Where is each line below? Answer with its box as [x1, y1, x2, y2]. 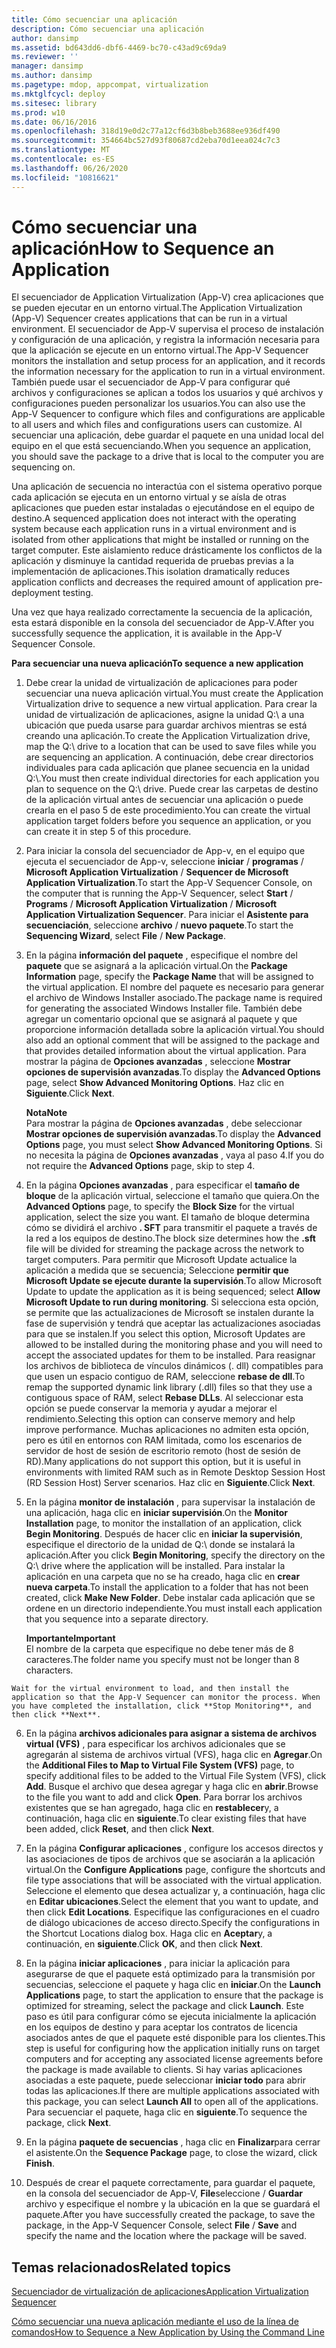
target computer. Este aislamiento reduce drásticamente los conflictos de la [11, 544, 323, 556]
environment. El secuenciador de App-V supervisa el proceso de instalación [11, 323, 324, 335]
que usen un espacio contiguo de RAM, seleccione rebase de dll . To [25, 1371, 306, 1383]
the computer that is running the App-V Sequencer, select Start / [25, 887, 294, 900]
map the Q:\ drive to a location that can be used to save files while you [25, 741, 317, 753]
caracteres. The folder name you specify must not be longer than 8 [25, 1654, 300, 1666]
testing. [62, 587, 94, 599]
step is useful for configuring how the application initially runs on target [25, 2042, 321, 2055]
